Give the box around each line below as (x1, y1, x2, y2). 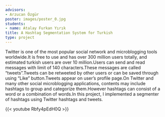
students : (5, 21, 26, 26)
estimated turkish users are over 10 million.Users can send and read (5, 59, 145, 65)
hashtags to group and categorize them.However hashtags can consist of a (5, 86, 160, 92)
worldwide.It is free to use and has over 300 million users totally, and (5, 54, 147, 60)
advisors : (5, 7, 26, 12)
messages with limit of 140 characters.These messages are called (5, 64, 141, 70)
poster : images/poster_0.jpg (5, 16, 66, 21)
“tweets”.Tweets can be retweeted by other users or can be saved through (5, 70, 158, 76)
